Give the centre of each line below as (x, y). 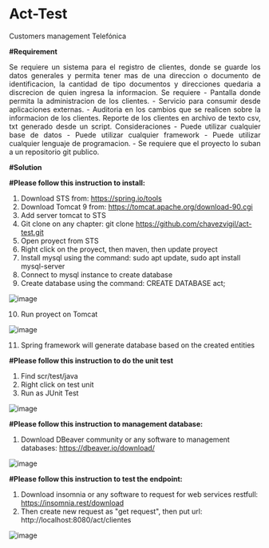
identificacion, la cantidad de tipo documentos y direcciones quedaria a (135, 84)
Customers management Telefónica (68, 36)
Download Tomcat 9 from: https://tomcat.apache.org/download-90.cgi (137, 206)
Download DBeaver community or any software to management (125, 439)
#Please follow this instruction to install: (77, 183)
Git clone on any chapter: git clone (77, 224)
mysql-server (43, 266)
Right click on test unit (57, 384)
